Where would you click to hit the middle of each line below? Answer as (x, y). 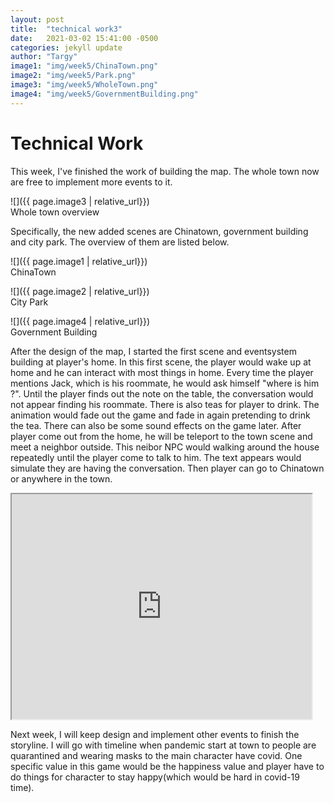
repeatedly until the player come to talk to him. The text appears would (156, 457)
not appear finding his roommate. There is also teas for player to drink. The (165, 404)
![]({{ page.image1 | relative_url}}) (79, 261)
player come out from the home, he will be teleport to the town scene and (161, 436)
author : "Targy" (44, 57)
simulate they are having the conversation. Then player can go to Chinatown (167, 468)
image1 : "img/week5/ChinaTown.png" (84, 66)
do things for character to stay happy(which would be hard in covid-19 (155, 777)
